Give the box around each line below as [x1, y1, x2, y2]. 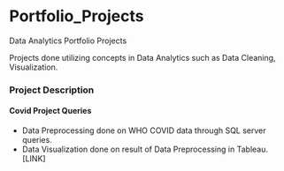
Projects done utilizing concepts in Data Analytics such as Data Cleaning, [9, 52, 276, 63]
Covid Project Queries [9, 106, 92, 116]
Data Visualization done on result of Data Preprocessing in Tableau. [21, 144, 268, 155]
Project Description [9, 84, 95, 96]
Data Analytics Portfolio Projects [9, 35, 127, 46]
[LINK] [21, 153, 46, 164]
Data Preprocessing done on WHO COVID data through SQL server [21, 125, 267, 136]
